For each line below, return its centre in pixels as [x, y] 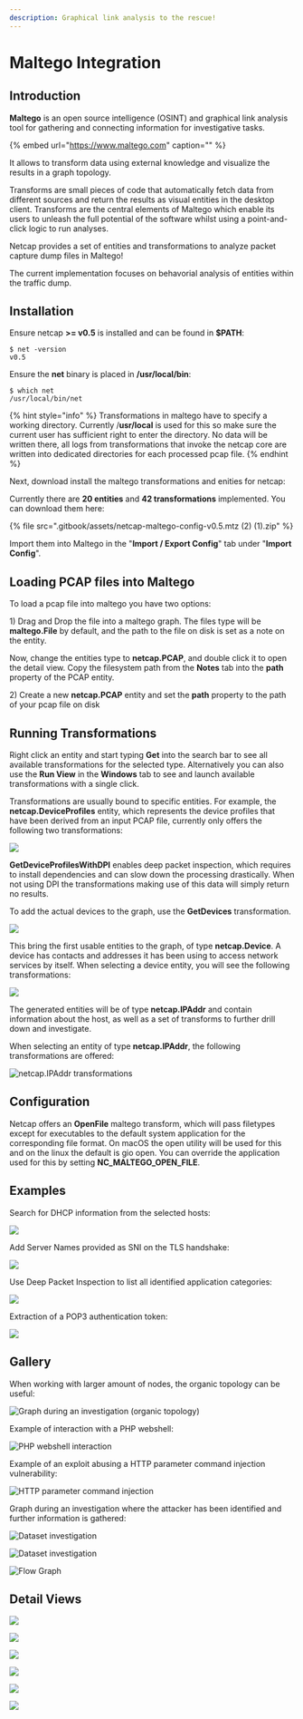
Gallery [30, 1362]
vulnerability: [33, 1473]
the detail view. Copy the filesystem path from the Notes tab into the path [147, 668]
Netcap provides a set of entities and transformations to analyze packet [143, 246]
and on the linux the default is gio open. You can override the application [145, 1152]
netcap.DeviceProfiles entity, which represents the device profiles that [142, 811]
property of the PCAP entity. [62, 677]
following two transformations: [66, 830]
